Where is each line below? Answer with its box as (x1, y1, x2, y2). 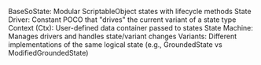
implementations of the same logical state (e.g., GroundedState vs (8, 40, 222, 49)
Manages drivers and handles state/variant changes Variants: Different (8, 31, 237, 41)
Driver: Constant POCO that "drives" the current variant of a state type (8, 15, 237, 24)
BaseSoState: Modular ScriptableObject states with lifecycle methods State (8, 7, 252, 16)
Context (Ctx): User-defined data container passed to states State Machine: (8, 23, 254, 32)
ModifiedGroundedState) (8, 49, 89, 57)
